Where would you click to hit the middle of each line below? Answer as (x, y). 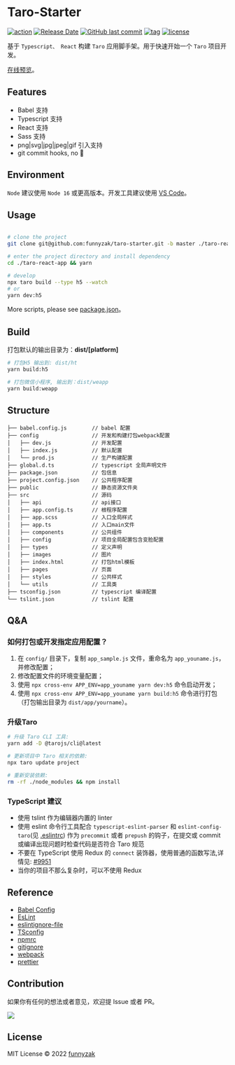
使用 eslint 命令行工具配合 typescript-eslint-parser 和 (97, 827)
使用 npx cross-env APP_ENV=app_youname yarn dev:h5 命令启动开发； (117, 685)
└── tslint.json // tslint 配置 (71, 599)
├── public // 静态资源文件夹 (72, 488)
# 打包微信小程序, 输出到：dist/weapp (58, 382)
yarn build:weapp (33, 389)
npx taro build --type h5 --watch (58, 282)
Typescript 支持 (40, 118)
